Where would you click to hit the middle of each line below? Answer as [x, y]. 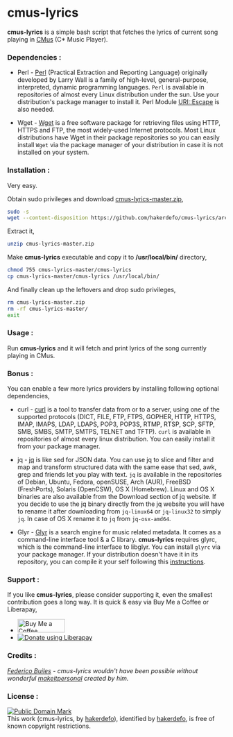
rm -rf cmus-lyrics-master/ [48, 309]
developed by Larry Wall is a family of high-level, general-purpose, [113, 80]
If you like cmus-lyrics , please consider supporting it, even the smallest [110, 595]
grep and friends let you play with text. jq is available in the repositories [119, 475]
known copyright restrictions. [49, 726]
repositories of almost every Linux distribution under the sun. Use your [118, 94]
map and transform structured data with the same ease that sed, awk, [117, 467]
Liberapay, [22, 609]
